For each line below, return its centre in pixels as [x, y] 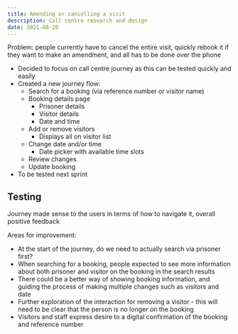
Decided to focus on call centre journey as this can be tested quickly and [124, 69]
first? [25, 257]
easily [26, 76]
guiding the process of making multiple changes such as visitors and [118, 287]
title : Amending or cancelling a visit [66, 14]
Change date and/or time [65, 144]
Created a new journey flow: [59, 84]
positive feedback [34, 222]
